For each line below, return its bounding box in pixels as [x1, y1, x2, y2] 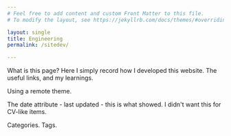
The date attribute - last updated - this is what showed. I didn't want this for [7, 100, 221, 109]
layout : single [7, 29, 51, 36]
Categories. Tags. [7, 121, 57, 129]
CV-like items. [7, 108, 47, 116]
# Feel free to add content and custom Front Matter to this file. [7, 10, 205, 17]
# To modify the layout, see [7, 16, 91, 23]
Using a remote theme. [7, 87, 72, 95]
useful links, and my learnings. [7, 73, 94, 82]
